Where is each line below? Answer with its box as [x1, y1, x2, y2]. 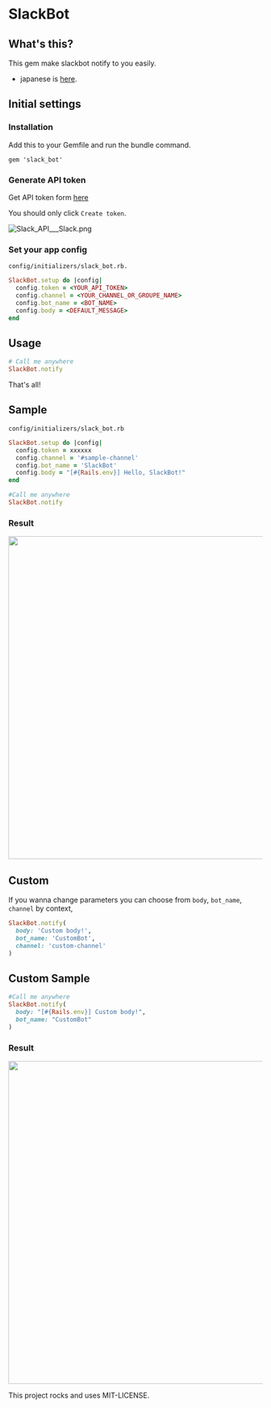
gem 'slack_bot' [8, 155, 63, 164]
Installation [8, 122, 54, 133]
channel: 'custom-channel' [15, 941, 106, 949]
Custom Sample [8, 971, 90, 985]
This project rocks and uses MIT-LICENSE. [8, 1390, 150, 1400]
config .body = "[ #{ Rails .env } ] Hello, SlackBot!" [15, 469, 186, 477]
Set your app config [8, 244, 87, 255]
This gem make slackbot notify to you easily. [8, 58, 156, 68]
